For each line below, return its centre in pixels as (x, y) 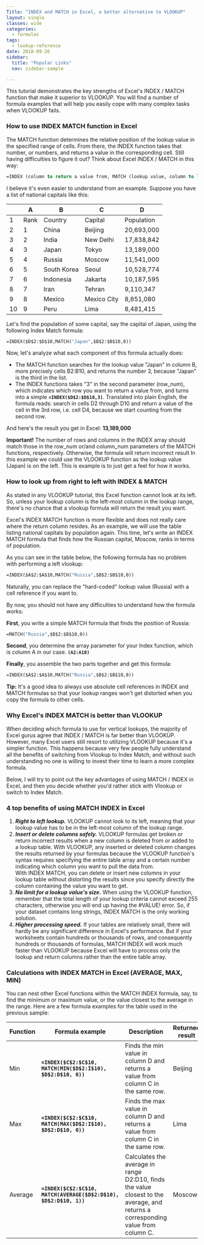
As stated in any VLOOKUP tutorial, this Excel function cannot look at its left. (102, 495)
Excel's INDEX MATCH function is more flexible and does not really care (96, 519)
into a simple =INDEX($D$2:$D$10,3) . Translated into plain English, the (101, 397)
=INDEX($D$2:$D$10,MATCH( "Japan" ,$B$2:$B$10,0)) (69, 341)
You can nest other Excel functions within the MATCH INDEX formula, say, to (102, 994)
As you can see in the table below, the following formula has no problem (97, 557)
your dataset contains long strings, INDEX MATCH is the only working (102, 911)
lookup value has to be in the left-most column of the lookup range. (99, 827)
